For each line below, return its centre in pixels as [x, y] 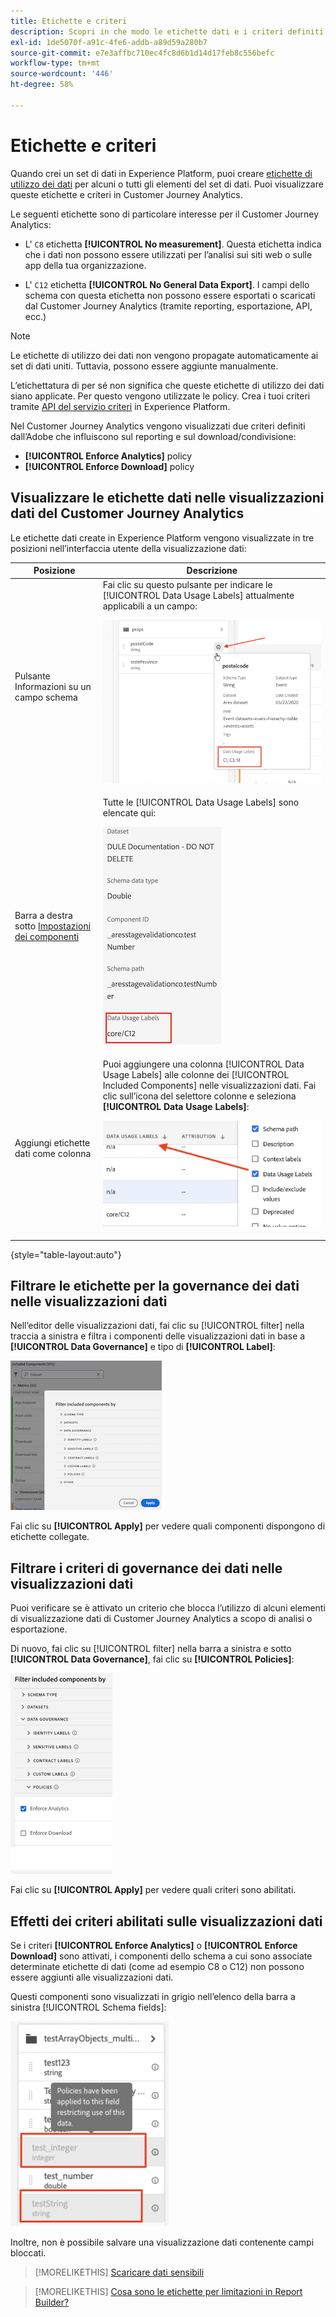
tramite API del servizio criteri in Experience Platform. [120, 406]
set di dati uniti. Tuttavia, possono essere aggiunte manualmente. [144, 366]
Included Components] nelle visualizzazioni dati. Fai [209, 1085]
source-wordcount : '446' [62, 74]
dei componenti [47, 937]
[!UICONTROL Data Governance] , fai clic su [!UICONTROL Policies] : [152, 1659]
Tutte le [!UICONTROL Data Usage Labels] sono [201, 802]
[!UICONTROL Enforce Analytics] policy [108, 456]
